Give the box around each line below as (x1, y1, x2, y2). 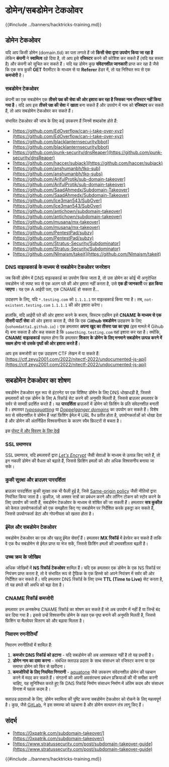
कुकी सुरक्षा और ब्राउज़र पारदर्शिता (5, 476, 66, 483)
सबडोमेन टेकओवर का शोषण (5, 376, 71, 385)
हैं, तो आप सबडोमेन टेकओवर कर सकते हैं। (5, 108, 74, 114)
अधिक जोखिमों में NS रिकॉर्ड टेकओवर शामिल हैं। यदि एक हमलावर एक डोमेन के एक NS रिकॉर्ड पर (5, 565, 161, 571)
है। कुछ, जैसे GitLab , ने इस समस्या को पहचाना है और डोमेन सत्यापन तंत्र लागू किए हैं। (5, 702, 144, 708)
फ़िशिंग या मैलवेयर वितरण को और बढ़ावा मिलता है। (5, 617, 85, 623)
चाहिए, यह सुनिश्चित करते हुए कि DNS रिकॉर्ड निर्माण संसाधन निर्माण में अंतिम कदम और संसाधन (12, 680, 163, 686)
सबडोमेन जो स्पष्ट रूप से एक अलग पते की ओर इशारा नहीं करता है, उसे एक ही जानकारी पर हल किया (5, 281, 163, 287)
